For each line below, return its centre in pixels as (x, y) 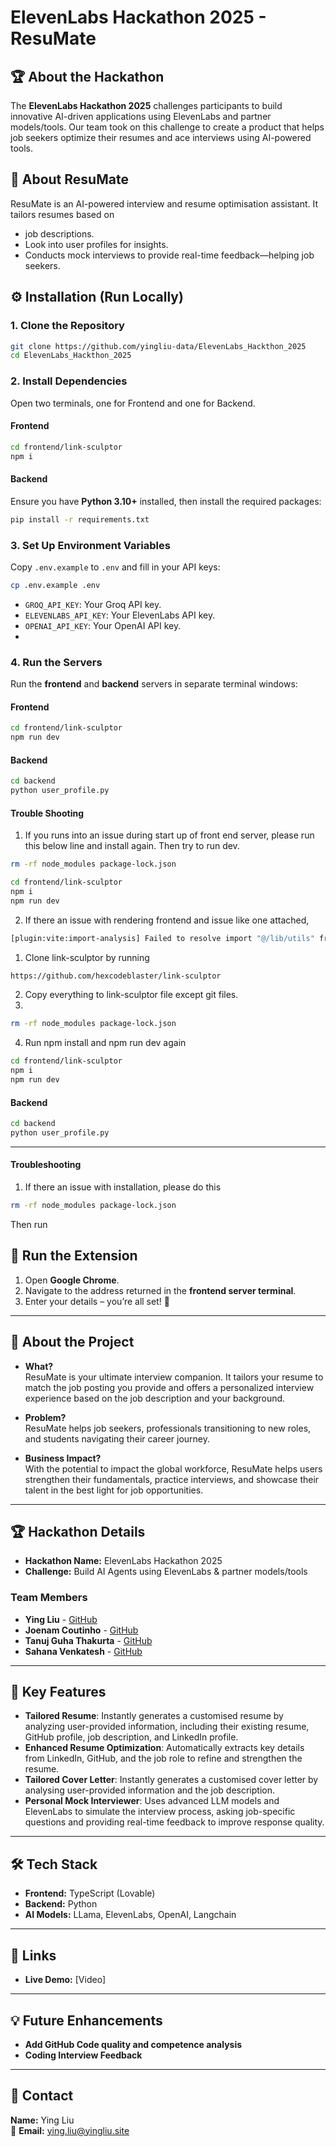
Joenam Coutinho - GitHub (81, 1630)
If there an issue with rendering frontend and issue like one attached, (167, 920)
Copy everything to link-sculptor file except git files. (131, 995)
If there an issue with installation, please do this (123, 1187)
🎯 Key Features (58, 1692)
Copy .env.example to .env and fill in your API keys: (115, 567)
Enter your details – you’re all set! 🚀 (97, 1301)
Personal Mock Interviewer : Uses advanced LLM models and (152, 1801)
